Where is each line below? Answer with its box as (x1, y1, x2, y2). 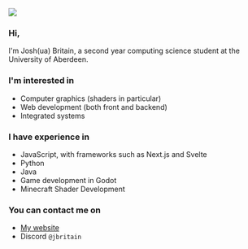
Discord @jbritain (20, 232, 82, 242)
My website (20, 223, 59, 233)
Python (20, 158, 45, 168)
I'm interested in (8, 75, 75, 86)
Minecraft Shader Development (20, 184, 126, 194)
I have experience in (8, 131, 89, 142)
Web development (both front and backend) (20, 102, 168, 111)
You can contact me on (8, 204, 102, 216)
